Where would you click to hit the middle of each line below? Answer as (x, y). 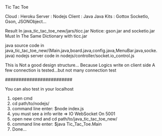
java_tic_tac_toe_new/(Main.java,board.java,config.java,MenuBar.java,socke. (81, 51)
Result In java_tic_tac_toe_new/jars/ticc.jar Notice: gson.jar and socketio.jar (80, 31)
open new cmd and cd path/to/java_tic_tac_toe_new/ (65, 119)
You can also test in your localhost (39, 89)
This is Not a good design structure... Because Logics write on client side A (80, 65)
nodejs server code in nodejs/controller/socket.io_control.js (75, 56)
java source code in (25, 45)
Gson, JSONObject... (26, 22)
